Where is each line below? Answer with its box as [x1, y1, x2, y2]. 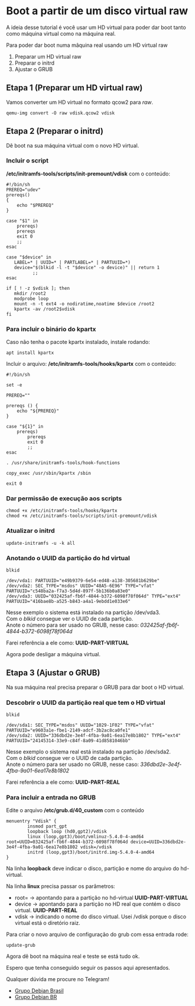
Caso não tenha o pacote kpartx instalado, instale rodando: [6, 338, 150, 346]
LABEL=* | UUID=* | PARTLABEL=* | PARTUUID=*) [14, 259, 131, 265]
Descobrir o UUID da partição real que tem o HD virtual [6, 698, 165, 707]
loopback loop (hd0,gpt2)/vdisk [27, 829, 108, 835]
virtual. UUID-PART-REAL [14, 907, 78, 914]
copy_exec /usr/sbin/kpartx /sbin [6, 470, 92, 477]
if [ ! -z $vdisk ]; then [6, 285, 70, 291]
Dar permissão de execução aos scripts [6, 494, 122, 503]
